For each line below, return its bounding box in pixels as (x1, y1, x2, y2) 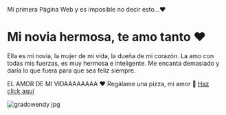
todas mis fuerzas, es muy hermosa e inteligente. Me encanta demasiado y (7, 59, 220, 67)
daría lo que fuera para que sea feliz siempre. (7, 66, 136, 75)
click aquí (7, 87, 34, 95)
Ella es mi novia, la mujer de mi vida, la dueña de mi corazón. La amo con (7, 51, 214, 60)
